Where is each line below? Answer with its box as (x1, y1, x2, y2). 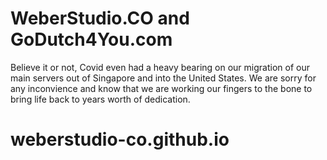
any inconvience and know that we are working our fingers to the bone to (10, 82, 313, 94)
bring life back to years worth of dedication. (10, 93, 191, 105)
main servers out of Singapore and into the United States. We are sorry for (10, 72, 317, 84)
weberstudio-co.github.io (10, 128, 230, 151)
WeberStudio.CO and (10, 7, 190, 30)
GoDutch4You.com (10, 28, 173, 51)
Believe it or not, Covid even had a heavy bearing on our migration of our (10, 61, 310, 73)
